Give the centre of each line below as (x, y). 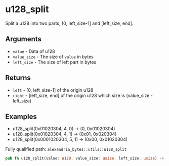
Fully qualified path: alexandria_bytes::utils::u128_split (66, 149)
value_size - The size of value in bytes (53, 57)
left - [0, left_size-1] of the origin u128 (53, 90)
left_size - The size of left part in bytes (54, 62)
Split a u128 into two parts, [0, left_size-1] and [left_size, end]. (69, 23)
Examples (21, 116)
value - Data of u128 (34, 51)
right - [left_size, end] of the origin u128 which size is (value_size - (82, 95)
